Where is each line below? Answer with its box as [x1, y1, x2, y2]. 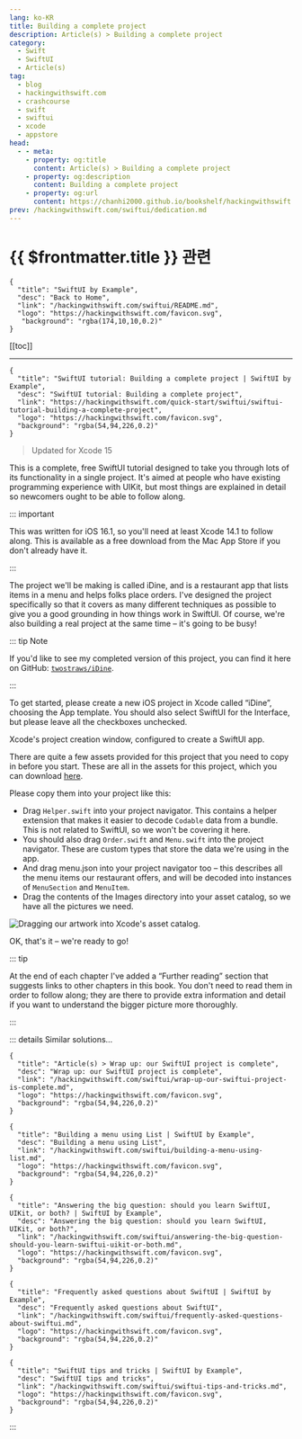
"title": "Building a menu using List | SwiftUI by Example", [17, 1130, 255, 1139]
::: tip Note [9, 635, 49, 646]
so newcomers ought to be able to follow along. [9, 491, 186, 502]
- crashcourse [17, 96, 70, 106]
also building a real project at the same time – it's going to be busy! [9, 618, 258, 629]
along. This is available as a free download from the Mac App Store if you [9, 535, 281, 546]
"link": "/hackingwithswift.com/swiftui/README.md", [17, 300, 219, 310]
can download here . [9, 770, 84, 781]
